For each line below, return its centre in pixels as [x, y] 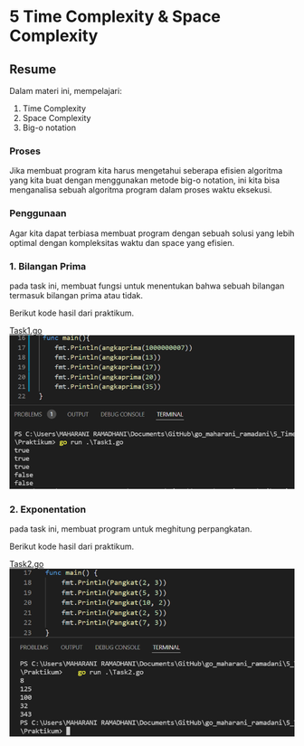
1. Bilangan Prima [48, 266]
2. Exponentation [48, 510]
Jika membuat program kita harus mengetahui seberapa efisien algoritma [146, 171]
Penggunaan [38, 213]
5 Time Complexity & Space [115, 17]
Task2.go [27, 564]
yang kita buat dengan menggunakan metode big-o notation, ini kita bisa [145, 180]
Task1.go [26, 330]
